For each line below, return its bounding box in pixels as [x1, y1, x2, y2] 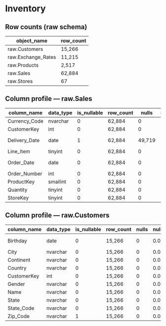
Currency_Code [7, 117, 43, 124]
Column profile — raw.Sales [5, 94, 92, 103]
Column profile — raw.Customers [5, 211, 110, 220]
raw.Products [7, 62, 39, 68]
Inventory [5, 3, 46, 14]
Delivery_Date [7, 137, 40, 143]
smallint [48, 178, 67, 185]
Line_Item [7, 148, 31, 155]
